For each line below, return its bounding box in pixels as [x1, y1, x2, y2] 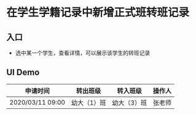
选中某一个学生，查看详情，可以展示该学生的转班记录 [15, 50, 151, 56]
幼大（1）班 [71, 98, 106, 107]
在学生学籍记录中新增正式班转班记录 [6, 6, 190, 20]
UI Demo [6, 67, 40, 78]
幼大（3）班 [112, 98, 147, 107]
